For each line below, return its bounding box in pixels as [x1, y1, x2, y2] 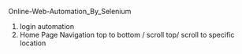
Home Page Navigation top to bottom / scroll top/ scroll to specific [19, 31, 235, 39]
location [19, 38, 47, 48]
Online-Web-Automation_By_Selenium [8, 7, 132, 16]
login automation [19, 22, 75, 31]
